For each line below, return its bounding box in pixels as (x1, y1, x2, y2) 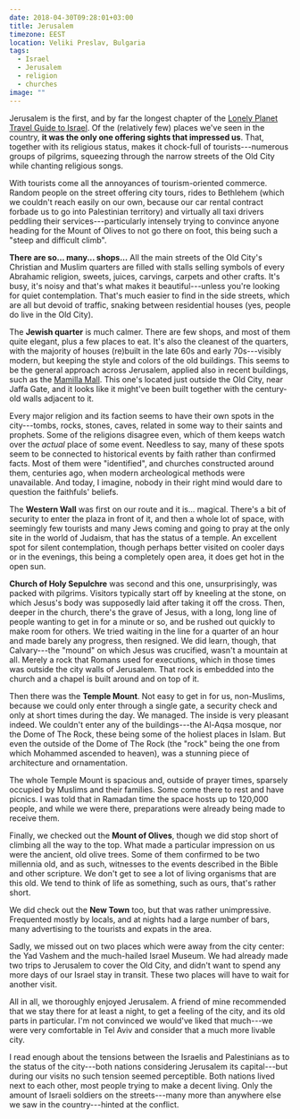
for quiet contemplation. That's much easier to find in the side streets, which (9, 290, 290, 301)
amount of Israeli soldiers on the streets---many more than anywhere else (9, 1089, 281, 1100)
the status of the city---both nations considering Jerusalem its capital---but (9, 1061, 288, 1072)
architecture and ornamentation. (9, 757, 128, 768)
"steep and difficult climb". (9, 235, 107, 245)
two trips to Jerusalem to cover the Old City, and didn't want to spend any (9, 960, 281, 970)
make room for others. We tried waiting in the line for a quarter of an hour (9, 626, 279, 636)
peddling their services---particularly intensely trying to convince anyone (9, 216, 279, 226)
